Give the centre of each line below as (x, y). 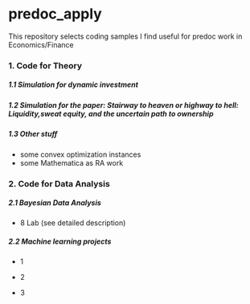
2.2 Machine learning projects (60, 241)
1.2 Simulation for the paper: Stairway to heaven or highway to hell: (123, 105)
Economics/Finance (41, 44)
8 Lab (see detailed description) (73, 223)
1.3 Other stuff (33, 134)
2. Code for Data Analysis (59, 183)
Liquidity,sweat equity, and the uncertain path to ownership (111, 113)
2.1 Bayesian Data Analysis (55, 203)
